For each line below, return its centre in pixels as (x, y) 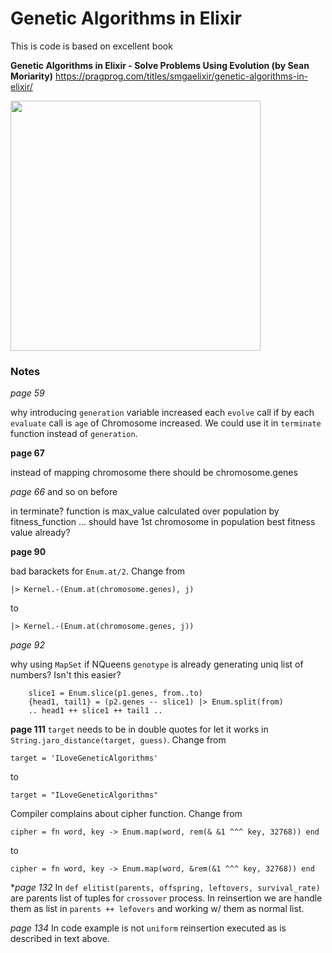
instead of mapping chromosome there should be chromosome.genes (154, 473)
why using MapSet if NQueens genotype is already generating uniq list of (157, 664)
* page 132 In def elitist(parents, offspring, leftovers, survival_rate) (165, 888)
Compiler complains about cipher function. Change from (126, 814)
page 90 (28, 552)
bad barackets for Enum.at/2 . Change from (98, 571)
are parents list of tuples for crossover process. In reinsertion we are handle (166, 898)
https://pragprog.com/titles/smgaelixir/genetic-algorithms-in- (181, 76)
